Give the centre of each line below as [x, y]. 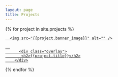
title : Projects [22, 15]
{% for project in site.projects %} [40, 29]
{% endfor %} [20, 69]
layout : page [19, 10]
